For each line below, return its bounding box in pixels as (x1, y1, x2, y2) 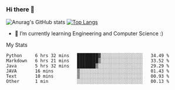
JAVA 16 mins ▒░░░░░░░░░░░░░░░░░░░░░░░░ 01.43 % (6, 68, 169, 74)
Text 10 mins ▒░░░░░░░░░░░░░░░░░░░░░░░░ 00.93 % (6, 74, 169, 79)
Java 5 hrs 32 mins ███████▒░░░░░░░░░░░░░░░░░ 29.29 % (6, 63, 169, 69)
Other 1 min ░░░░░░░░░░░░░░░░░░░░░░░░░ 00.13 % (6, 79, 169, 85)
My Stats (6, 41, 28, 49)
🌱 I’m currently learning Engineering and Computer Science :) (14, 30, 163, 37)
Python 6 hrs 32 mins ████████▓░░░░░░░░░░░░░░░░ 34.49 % (6, 53, 169, 59)
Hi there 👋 (6, 5, 35, 14)
